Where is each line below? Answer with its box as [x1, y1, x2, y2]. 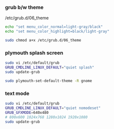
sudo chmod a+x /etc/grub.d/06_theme [5, 38, 81, 43]
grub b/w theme [5, 4, 44, 11]
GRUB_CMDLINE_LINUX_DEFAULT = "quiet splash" [5, 65, 95, 70]
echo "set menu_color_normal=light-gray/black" [5, 24, 103, 29]
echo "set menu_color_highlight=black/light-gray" [5, 29, 110, 34]
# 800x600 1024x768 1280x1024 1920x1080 [5, 114, 88, 120]
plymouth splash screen [5, 49, 64, 56]
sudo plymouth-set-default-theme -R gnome [5, 78, 92, 83]
